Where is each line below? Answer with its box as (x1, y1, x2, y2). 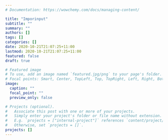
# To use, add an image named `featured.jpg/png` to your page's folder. (5, 72, 162, 77)
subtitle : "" (5, 21, 32, 26)
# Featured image (5, 67, 41, 72)
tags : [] (5, 35, 23, 40)
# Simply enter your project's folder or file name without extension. (5, 113, 162, 118)
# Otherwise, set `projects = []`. (5, 123, 84, 128)
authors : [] (5, 30, 30, 35)
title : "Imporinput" (5, 16, 48, 21)
